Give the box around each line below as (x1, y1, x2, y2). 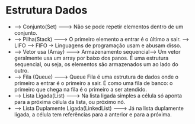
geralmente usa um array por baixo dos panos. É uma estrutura (14, 54, 169, 61)
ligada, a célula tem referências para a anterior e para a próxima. (14, 110, 172, 118)
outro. (14, 67, 29, 74)
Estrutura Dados (5, 4, 88, 17)
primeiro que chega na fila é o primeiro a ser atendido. (14, 86, 148, 93)
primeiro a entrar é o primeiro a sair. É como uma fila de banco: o (14, 79, 173, 86)
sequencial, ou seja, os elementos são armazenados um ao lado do (14, 60, 178, 68)
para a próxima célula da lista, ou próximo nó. (14, 98, 126, 105)
